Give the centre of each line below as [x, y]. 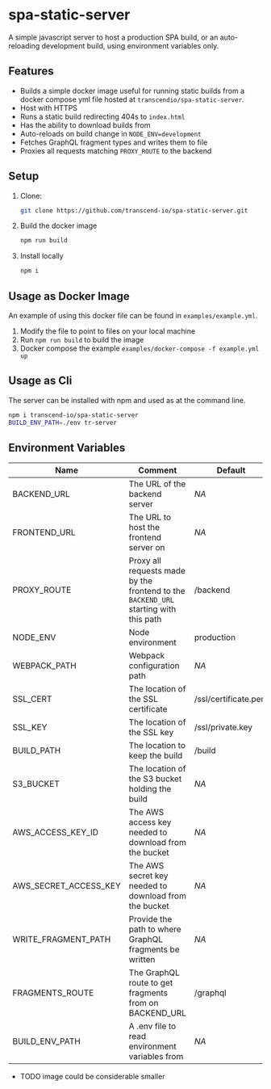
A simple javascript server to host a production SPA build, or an [113, 37]
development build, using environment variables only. [130, 45]
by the [141, 581]
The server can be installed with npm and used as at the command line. [127, 400]
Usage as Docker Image [69, 296]
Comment [158, 470]
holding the [150, 789]
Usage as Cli [40, 381]
